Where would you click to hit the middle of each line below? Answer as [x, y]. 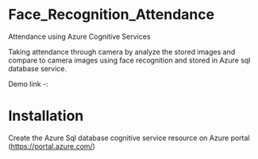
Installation [46, 116]
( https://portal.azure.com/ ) [52, 146]
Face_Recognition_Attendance [112, 15]
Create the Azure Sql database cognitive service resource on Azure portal [129, 138]
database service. [38, 68]
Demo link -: [29, 84]
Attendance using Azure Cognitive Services [79, 36]
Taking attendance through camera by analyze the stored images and [122, 51]
